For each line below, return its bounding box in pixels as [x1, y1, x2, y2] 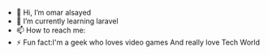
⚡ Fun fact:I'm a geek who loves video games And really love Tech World [15, 37, 260, 47]
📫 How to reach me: [15, 25, 86, 35]
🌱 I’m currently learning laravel [15, 16, 119, 26]
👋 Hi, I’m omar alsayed [15, 8, 92, 17]
